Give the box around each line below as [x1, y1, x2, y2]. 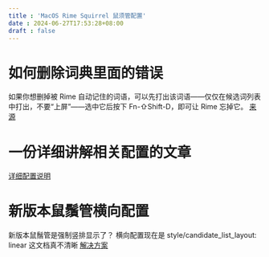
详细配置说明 [8, 171, 51, 181]
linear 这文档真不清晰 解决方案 [8, 240, 108, 250]
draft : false [8, 27, 56, 35]
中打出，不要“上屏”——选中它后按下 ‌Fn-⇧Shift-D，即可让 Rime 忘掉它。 [8, 102, 248, 112]
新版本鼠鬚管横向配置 [8, 202, 150, 221]
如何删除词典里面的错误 [8, 63, 164, 82]
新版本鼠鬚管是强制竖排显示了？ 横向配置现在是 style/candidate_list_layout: [8, 230, 257, 240]
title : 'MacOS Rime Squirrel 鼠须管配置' [8, 11, 147, 20]
